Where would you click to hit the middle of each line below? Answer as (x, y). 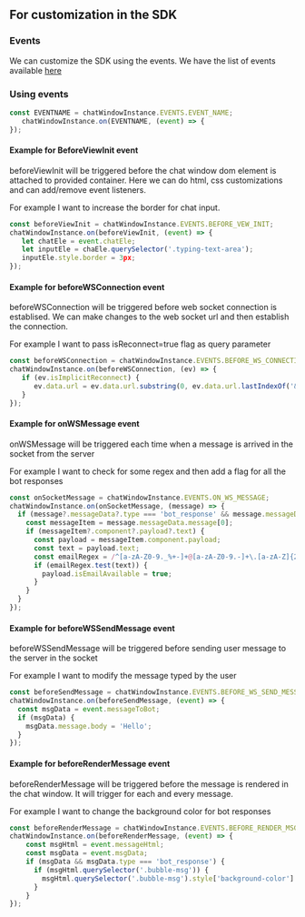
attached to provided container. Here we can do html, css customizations (146, 180)
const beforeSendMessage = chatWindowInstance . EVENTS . (115, 692)
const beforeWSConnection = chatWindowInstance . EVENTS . (117, 361)
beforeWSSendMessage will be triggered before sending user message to (148, 649)
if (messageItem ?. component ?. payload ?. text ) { (115, 531)
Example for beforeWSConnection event (87, 287)
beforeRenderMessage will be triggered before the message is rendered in (149, 784)
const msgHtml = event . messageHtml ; (95, 845)
